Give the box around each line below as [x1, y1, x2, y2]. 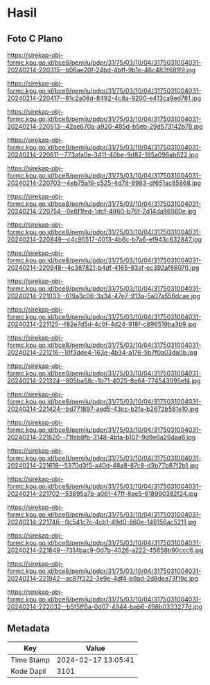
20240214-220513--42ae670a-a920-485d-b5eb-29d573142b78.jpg [7, 122, 203, 130]
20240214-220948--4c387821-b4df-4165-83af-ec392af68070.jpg [7, 264, 200, 272]
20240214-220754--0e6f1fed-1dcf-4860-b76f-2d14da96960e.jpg [7, 207, 197, 215]
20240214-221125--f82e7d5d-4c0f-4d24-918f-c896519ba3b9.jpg [7, 320, 197, 328]
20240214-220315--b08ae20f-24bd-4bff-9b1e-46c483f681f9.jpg [7, 66, 196, 74]
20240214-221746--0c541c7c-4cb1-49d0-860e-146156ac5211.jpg [7, 518, 197, 526]
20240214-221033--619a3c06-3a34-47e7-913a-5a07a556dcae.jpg [7, 292, 201, 300]
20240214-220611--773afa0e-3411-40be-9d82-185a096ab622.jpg [7, 151, 199, 159]
